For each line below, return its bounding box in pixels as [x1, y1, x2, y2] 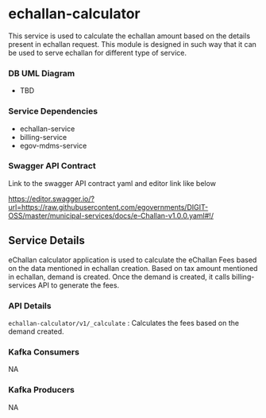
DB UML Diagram [8, 68, 75, 79]
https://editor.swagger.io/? [8, 194, 95, 203]
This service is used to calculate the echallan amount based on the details [8, 31, 251, 41]
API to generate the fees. [37, 280, 120, 290]
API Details [8, 300, 52, 311]
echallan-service [19, 124, 75, 134]
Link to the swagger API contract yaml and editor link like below [8, 178, 217, 188]
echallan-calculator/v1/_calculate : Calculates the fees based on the [8, 318, 240, 327]
